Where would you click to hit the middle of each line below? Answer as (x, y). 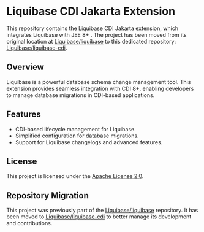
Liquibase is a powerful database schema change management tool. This (99, 82)
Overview (25, 67)
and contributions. (29, 223)
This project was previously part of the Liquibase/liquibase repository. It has (102, 211)
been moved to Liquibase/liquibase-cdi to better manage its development (99, 217)
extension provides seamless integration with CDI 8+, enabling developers (100, 88)
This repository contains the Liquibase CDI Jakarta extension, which (93, 28)
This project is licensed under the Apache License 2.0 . (75, 176)
